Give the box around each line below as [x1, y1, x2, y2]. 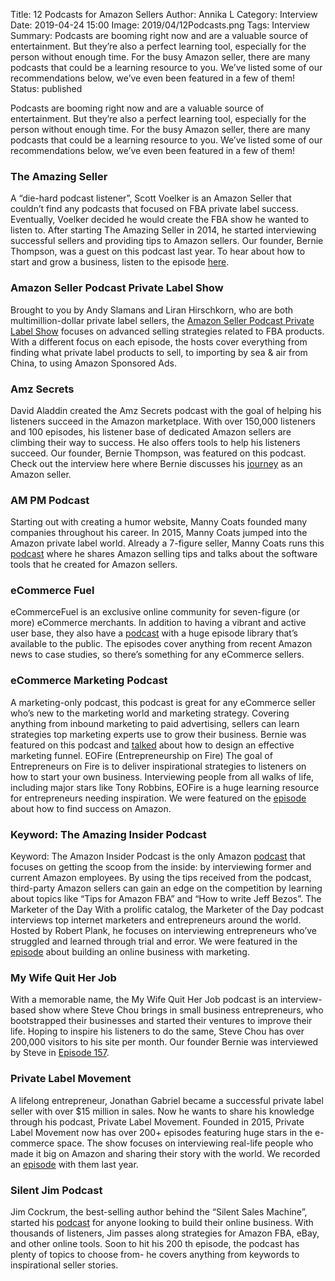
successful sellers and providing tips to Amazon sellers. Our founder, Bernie [10, 235, 324, 247]
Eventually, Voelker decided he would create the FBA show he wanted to [10, 214, 310, 226]
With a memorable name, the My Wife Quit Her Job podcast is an [10, 994, 278, 1006]
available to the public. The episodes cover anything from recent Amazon [10, 638, 313, 650]
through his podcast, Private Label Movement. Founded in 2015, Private [10, 1115, 305, 1128]
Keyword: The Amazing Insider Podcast [10, 827, 207, 841]
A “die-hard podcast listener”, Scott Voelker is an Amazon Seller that [10, 192, 292, 204]
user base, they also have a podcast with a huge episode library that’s [10, 627, 298, 639]
